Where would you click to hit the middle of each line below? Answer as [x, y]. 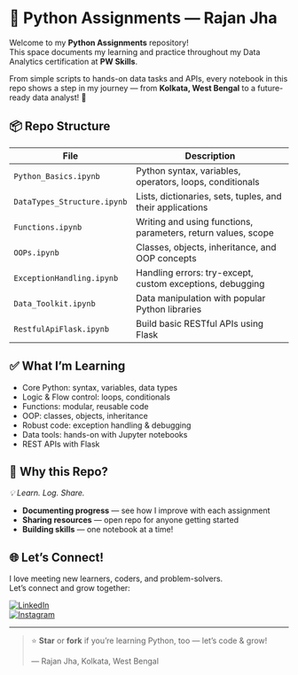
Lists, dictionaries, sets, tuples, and [209, 196]
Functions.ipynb [48, 227]
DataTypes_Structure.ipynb [71, 202]
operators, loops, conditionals [198, 182]
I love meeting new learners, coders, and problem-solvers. [116, 578]
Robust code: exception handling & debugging [106, 425]
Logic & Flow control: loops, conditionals [96, 397]
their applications [172, 207]
